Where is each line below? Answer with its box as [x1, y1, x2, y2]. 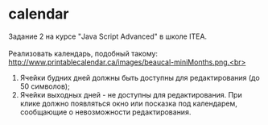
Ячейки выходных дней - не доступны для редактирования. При [19, 90, 243, 99]
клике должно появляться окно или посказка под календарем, [19, 98, 237, 108]
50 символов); [19, 81, 70, 91]
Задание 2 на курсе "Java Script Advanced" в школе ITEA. [8, 31, 208, 41]
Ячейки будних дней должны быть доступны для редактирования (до [19, 73, 260, 82]
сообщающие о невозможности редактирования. [19, 106, 192, 117]
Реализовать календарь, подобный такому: [8, 48, 159, 58]
